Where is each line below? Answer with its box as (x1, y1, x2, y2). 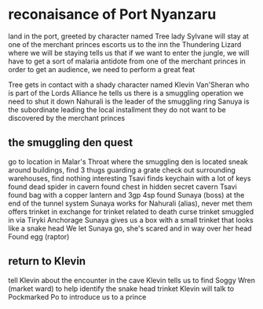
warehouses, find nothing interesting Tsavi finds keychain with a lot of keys (8, 173, 251, 183)
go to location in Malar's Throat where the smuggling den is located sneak (8, 157, 249, 166)
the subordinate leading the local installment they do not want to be (8, 104, 226, 115)
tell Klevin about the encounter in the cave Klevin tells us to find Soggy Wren (8, 275, 256, 285)
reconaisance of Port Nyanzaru (8, 5, 217, 24)
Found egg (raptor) (8, 231, 70, 241)
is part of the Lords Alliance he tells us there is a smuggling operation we (8, 88, 244, 97)
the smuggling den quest (8, 136, 133, 150)
